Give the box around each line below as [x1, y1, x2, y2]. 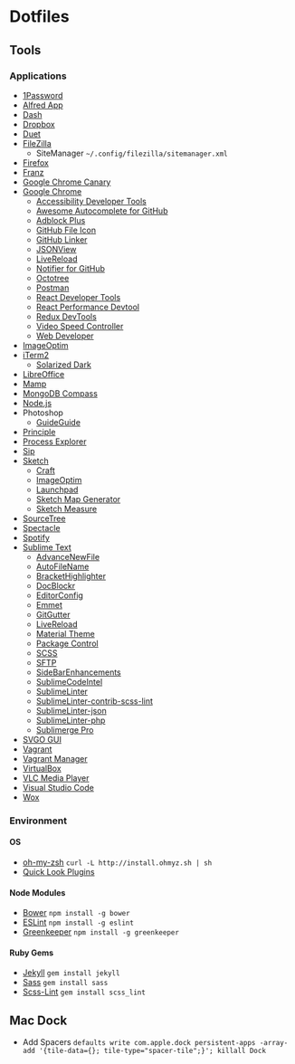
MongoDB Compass [22, 387, 98, 399]
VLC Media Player [22, 772, 90, 784]
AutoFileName [35, 561, 90, 572]
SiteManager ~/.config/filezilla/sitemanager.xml [35, 147, 228, 158]
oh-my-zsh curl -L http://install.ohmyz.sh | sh [22, 857, 213, 868]
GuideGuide [35, 416, 81, 427]
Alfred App [22, 100, 63, 110]
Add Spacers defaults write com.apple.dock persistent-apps [22, 1037, 256, 1048]
